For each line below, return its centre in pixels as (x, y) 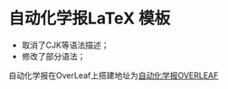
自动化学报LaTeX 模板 (90, 18)
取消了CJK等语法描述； (65, 45)
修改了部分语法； (53, 56)
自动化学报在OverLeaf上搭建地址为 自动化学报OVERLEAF (114, 75)
